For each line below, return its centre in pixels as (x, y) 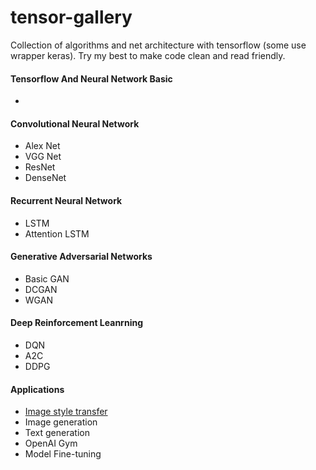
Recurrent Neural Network (66, 200)
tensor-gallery (71, 17)
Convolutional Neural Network (75, 123)
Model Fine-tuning (63, 454)
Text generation (57, 433)
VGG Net (43, 157)
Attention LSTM (57, 233)
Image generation (61, 422)
